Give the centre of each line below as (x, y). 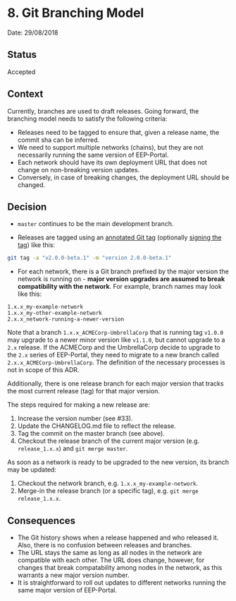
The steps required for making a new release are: (79, 405)
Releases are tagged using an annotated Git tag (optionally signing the (119, 237)
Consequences (42, 520)
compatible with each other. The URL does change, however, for (111, 560)
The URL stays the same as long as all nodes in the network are (110, 553)
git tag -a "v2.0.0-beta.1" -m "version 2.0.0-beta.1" (89, 258)
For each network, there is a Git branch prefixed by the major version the (123, 272)
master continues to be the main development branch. (95, 224)
